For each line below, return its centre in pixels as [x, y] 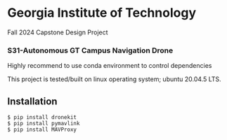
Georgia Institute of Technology [102, 13]
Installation [32, 101]
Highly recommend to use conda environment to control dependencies [110, 66]
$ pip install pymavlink [44, 124]
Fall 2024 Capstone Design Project [58, 32]
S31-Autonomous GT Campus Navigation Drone [90, 50]
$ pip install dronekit [42, 118]
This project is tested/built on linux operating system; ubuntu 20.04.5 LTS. [114, 79]
